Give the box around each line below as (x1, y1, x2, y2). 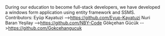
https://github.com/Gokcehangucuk (8, 25, 82, 31)
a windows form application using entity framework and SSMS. (5, 9, 135, 15)
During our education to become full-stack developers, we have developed (5, 4, 160, 10)
